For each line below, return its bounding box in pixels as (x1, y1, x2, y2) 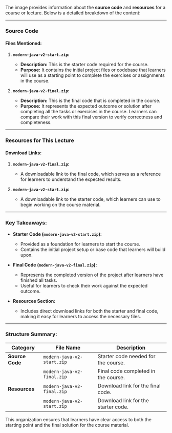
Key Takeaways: (5, 219, 47, 226)
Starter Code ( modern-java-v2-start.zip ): (12, 231, 102, 237)
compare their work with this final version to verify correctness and (20, 114, 162, 120)
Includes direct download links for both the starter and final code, (20, 307, 159, 314)
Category (11, 344, 35, 351)
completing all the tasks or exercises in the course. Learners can (20, 109, 157, 115)
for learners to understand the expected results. (20, 176, 122, 182)
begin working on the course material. (20, 202, 101, 208)
